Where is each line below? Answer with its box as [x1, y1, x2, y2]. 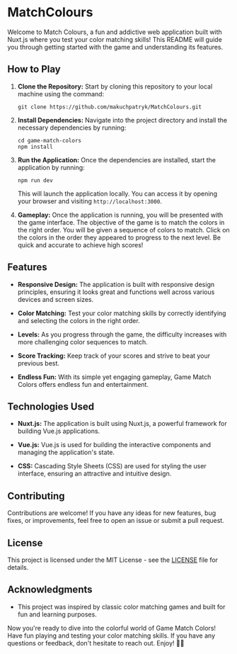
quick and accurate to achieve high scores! [17, 240, 144, 249]
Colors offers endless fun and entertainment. [17, 380, 149, 388]
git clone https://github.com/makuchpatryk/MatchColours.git [17, 103, 202, 111]
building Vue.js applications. [17, 427, 100, 436]
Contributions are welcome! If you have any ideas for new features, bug [7, 509, 216, 517]
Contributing [7, 490, 65, 502]
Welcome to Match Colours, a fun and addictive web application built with [7, 28, 223, 36]
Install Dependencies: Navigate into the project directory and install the [17, 115, 228, 124]
